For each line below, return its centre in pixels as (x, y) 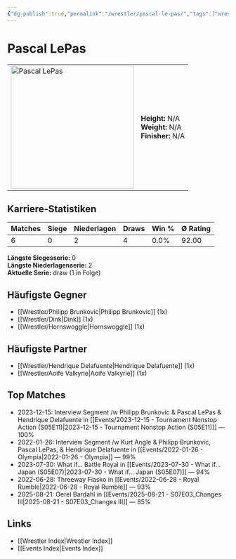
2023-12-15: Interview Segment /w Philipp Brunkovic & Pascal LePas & (119, 412)
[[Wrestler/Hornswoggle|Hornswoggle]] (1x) (81, 327)
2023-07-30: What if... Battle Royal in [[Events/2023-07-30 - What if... (119, 464)
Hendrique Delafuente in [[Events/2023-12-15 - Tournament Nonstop (117, 419)
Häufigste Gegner (47, 295)
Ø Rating (196, 229)
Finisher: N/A (163, 136)
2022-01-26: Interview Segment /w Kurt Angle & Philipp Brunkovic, (114, 442)
